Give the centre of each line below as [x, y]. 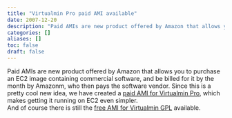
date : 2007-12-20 [32, 20]
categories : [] [29, 33]
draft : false [26, 52]
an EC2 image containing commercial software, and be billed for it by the [111, 78]
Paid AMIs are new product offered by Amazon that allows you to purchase [114, 71]
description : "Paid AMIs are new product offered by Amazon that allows [114, 26]
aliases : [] [24, 39]
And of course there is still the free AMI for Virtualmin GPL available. [104, 108]
